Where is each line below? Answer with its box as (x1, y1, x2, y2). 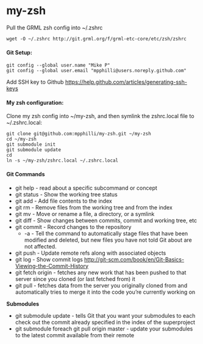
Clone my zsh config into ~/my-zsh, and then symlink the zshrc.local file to (6, 113, 194, 120)
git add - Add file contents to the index (15, 197, 113, 204)
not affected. (24, 242, 57, 250)
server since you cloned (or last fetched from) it (15, 275, 135, 282)
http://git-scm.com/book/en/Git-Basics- (84, 255, 185, 263)
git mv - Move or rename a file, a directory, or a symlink (15, 210, 155, 217)
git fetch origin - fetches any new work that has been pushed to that (15, 269, 187, 276)
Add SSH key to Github (6, 78, 64, 86)
